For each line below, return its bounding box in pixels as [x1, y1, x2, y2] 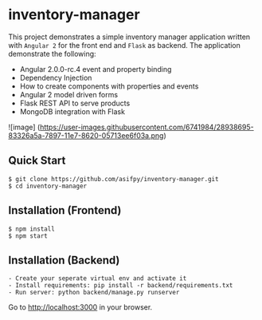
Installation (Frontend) [8, 203, 122, 217]
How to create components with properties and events [19, 81, 199, 91]
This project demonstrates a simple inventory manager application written [8, 32, 251, 41]
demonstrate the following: [8, 49, 97, 58]
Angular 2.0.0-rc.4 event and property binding [19, 64, 172, 73]
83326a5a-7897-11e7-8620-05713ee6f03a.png [8, 130, 164, 140]
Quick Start [8, 154, 66, 168]
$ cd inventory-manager [8, 182, 88, 190]
